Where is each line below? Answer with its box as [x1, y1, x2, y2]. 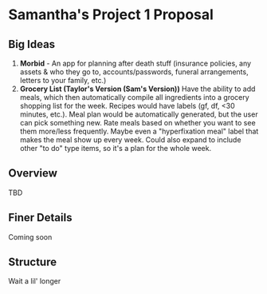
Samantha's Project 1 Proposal [8, 6, 214, 24]
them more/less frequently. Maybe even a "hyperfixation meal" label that [19, 126, 259, 136]
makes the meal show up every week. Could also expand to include [19, 135, 241, 145]
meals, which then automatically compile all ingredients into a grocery [19, 93, 249, 101]
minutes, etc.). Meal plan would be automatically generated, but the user [19, 109, 258, 119]
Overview [8, 166, 58, 181]
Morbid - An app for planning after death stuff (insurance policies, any [19, 58, 252, 68]
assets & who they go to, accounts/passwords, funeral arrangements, [19, 67, 249, 77]
